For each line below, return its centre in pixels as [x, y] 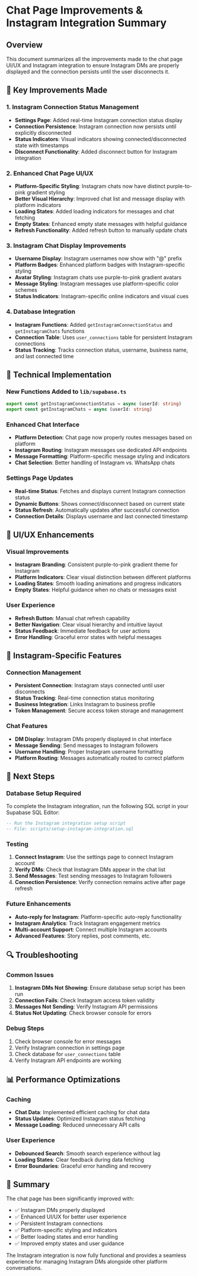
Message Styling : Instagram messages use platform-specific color [97, 284]
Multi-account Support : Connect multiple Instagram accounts [91, 929]
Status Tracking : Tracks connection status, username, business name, [101, 350]
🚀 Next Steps [31, 776]
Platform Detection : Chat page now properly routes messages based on [103, 438]
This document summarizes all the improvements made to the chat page [95, 59]
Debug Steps [25, 1028]
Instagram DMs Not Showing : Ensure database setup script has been [100, 988]
